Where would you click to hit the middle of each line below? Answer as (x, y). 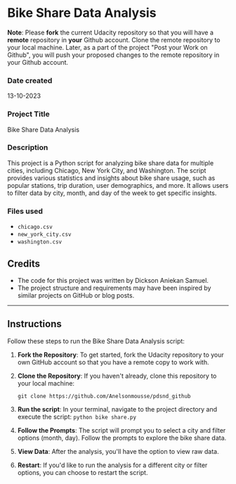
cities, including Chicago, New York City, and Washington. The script (107, 170)
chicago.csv (35, 227)
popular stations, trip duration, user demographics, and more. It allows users (118, 185)
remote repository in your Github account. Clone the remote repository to (114, 39)
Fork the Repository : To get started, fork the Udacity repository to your (120, 355)
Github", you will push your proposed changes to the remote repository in (113, 55)
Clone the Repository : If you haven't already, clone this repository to (117, 376)
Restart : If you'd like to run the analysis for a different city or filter (112, 465)
